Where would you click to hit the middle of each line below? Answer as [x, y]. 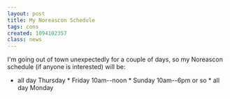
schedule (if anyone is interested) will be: [66, 67]
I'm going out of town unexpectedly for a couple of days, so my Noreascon [115, 59]
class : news [24, 40]
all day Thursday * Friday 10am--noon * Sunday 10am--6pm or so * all [118, 80]
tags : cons [23, 26]
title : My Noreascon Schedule [51, 20]
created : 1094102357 [37, 33]
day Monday [35, 88]
